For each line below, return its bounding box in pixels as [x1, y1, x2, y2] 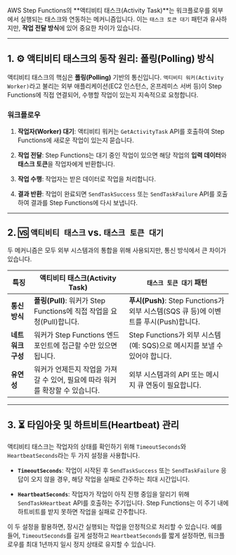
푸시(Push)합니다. [143, 316, 200, 326]
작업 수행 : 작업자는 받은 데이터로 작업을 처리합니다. [17, 175, 157, 183]
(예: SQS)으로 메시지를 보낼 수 [129, 340, 223, 350]
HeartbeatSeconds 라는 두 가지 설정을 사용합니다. [7, 451, 140, 459]
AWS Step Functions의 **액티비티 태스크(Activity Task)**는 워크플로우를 [7, 6, 211, 14]
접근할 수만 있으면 [61, 340, 118, 350]
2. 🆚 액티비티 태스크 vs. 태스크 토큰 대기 [7, 226, 164, 238]
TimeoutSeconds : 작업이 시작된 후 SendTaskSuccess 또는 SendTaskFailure [17, 466, 220, 474]
